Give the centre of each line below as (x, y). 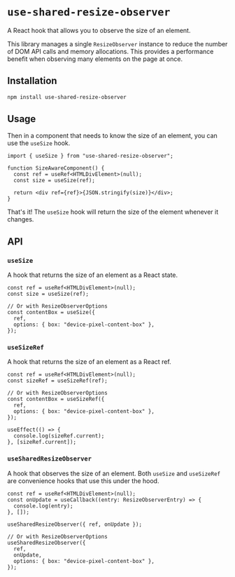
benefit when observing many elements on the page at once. (95, 59)
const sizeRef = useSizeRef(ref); (58, 381)
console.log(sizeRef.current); (59, 436)
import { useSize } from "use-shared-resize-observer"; (90, 156)
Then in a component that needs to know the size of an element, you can (113, 136)
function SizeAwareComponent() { (56, 168)
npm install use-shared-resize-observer (67, 97)
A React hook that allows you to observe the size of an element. (99, 30)
